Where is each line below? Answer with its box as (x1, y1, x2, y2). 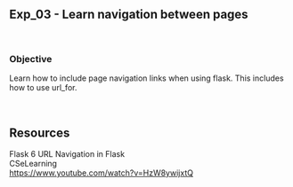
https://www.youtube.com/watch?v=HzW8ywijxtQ (9, 168, 194, 178)
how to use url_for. (9, 82, 77, 93)
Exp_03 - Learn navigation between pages (9, 7, 248, 22)
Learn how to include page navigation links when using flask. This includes (9, 73, 284, 83)
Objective (9, 52, 53, 65)
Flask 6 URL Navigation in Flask (9, 148, 126, 159)
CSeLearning (9, 158, 58, 168)
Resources (9, 125, 70, 140)
